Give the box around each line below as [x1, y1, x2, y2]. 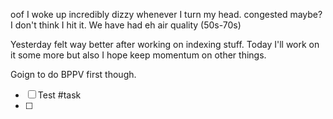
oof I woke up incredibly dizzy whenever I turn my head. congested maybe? [10, 9, 323, 20]
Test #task [37, 89, 82, 101]
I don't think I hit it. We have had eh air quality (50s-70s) [10, 19, 242, 31]
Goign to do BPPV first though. [10, 69, 137, 80]
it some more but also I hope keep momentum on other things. [10, 49, 267, 61]
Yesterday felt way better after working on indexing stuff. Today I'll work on [10, 39, 320, 50]
